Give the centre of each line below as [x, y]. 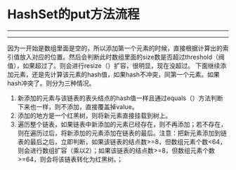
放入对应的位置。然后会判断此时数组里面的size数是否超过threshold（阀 [122, 57]
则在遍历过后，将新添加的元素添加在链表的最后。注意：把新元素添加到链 [122, 133]
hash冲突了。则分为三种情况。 [51, 83]
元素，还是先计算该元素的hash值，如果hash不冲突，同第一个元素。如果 [116, 74]
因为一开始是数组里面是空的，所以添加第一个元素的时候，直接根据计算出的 [115, 48]
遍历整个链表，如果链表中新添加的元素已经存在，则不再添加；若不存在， [122, 124]
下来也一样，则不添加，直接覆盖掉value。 [78, 106]
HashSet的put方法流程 [73, 14]
